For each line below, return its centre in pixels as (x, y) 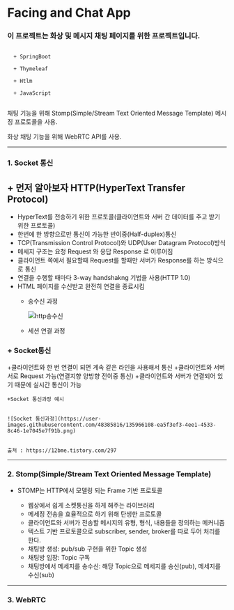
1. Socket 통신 (30, 163)
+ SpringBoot (32, 57)
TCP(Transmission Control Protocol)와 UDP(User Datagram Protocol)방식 (122, 243)
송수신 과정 (42, 302)
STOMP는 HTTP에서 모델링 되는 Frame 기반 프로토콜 (90, 490)
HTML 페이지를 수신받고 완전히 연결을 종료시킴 (81, 286)
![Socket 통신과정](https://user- (54, 419)
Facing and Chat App (69, 13)
